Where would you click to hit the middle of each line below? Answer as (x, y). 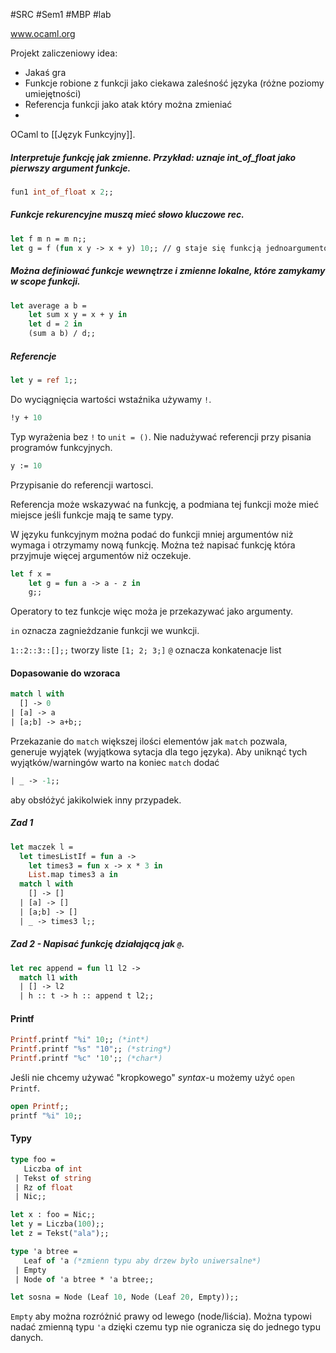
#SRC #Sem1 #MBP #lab (61, 14)
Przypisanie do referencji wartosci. (82, 485)
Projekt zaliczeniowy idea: (64, 53)
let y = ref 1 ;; (44, 380)
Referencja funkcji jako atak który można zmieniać (128, 104)
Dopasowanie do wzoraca (65, 673)
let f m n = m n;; (48, 239)
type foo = (33, 1159)
